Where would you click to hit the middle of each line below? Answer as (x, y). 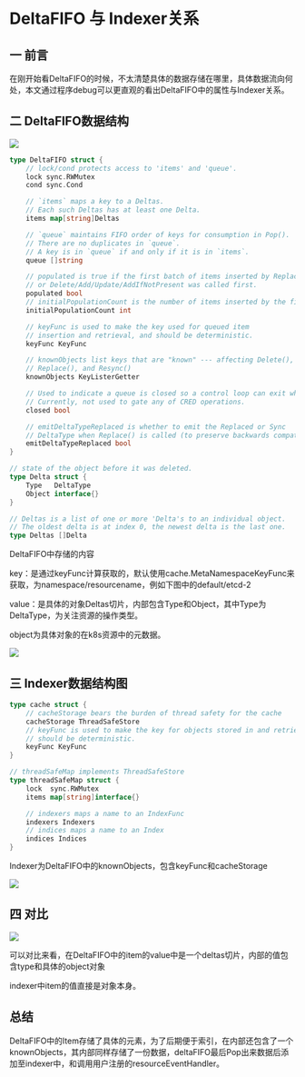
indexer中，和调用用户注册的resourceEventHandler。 (125, 1063)
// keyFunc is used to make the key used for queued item (138, 327)
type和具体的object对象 (61, 966)
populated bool (54, 294)
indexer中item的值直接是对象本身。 (75, 985)
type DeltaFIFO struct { (56, 160)
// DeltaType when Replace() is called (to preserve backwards (148, 435)
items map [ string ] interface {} (83, 797)
